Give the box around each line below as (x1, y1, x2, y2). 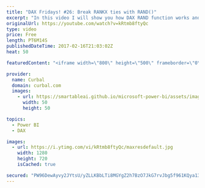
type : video (6, 26, 37, 32)
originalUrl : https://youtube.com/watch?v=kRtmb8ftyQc (6, 20, 149, 26)
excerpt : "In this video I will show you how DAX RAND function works (6, 15, 190, 21)
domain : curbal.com (12, 82, 62, 89)
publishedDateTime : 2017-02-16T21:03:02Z (6, 43, 113, 50)
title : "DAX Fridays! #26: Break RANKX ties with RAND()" (6, 9, 157, 15)
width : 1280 (17, 150, 48, 156)
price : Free (6, 32, 37, 38)
